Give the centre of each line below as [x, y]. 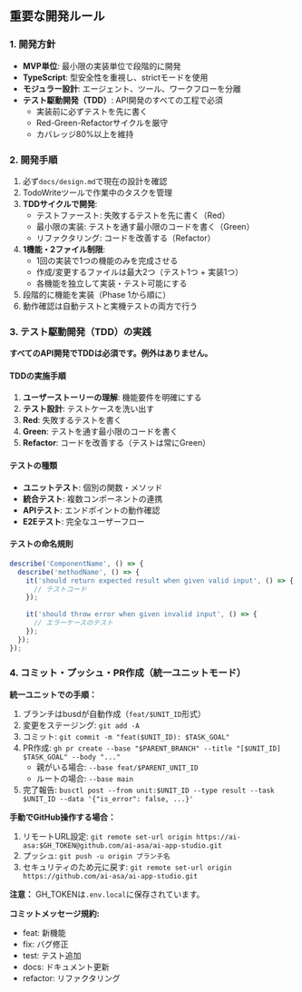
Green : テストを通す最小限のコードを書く [100, 432]
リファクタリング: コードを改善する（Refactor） [126, 238]
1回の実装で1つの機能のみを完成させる [107, 260]
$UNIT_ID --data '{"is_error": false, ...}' [108, 799]
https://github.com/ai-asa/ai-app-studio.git [110, 876]
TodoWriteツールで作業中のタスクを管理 [97, 192]
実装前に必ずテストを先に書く [92, 111]
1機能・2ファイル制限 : [64, 249]
